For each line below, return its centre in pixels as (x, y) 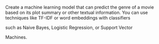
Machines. (16, 37)
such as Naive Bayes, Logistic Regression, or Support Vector (69, 27)
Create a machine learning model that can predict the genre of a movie (80, 7)
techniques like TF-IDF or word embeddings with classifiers (68, 18)
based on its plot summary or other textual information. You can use (77, 12)
